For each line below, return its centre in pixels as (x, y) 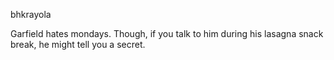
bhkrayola (31, 14)
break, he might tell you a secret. (78, 44)
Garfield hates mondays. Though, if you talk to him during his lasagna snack (167, 33)
